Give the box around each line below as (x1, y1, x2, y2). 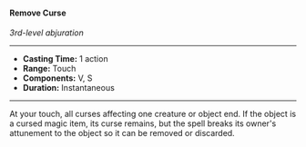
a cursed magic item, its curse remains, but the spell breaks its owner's (9, 118, 277, 129)
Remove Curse (9, 7, 66, 18)
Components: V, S (22, 73, 93, 83)
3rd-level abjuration (9, 27, 85, 38)
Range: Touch (22, 64, 76, 74)
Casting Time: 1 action (22, 54, 108, 64)
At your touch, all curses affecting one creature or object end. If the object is (9, 109, 297, 120)
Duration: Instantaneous (22, 83, 116, 93)
